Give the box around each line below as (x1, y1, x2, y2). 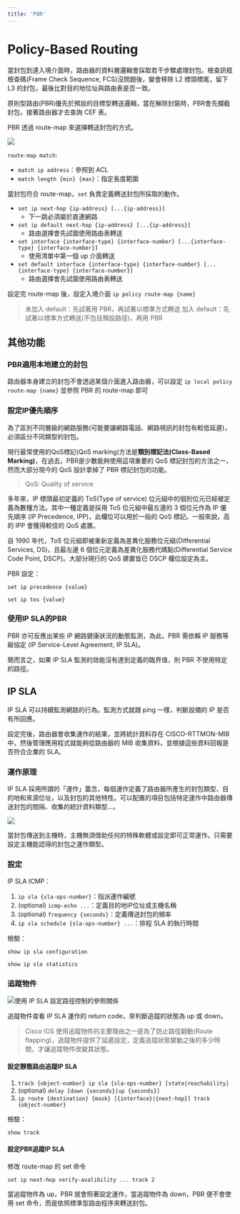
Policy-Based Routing (7, 41, 139, 57)
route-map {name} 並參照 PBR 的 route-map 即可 (7, 386, 149, 395)
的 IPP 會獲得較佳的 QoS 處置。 (7, 521, 100, 529)
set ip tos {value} (7, 596, 66, 603)
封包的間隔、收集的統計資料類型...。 (13, 802, 120, 811)
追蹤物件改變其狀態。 (49, 1044, 113, 1053)
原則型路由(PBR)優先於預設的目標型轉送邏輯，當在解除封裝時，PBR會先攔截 (7, 99, 231, 107)
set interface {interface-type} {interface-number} (17, 238, 175, 245)
